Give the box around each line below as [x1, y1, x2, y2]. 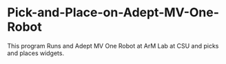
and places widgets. [7, 49, 64, 57]
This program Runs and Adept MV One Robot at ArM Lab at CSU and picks [7, 42, 219, 50]
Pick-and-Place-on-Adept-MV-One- [7, 5, 219, 20]
